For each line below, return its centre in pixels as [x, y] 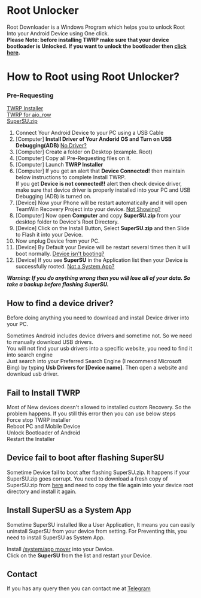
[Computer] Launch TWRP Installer [59, 165]
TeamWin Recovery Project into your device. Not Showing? [88, 209]
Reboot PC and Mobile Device [44, 427]
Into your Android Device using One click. [58, 33]
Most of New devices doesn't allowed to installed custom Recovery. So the [99, 407]
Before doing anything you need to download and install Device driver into [98, 318]
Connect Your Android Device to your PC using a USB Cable [89, 133]
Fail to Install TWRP [44, 393]
